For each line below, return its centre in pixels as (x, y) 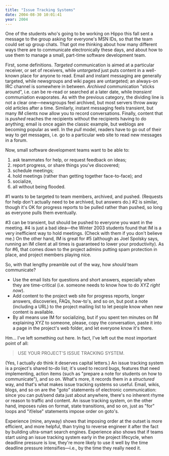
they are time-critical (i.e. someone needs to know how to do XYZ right (86, 285)
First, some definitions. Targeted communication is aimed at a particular (80, 65)
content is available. (33, 312)
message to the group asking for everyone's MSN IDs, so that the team (79, 39)
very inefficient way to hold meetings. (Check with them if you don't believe (84, 233)
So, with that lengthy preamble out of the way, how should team (72, 265)
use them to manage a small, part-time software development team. (76, 55)
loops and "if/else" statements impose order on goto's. (62, 411)
